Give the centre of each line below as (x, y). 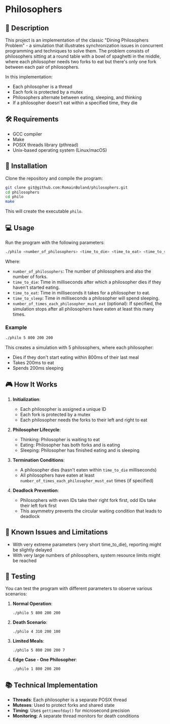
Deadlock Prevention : (36, 490)
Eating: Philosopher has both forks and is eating (70, 445)
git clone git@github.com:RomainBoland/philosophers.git (67, 187)
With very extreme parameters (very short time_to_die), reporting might (87, 544)
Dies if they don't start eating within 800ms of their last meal (76, 357)
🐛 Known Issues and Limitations (57, 532)
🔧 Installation (26, 166)
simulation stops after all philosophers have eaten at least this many (83, 309)
